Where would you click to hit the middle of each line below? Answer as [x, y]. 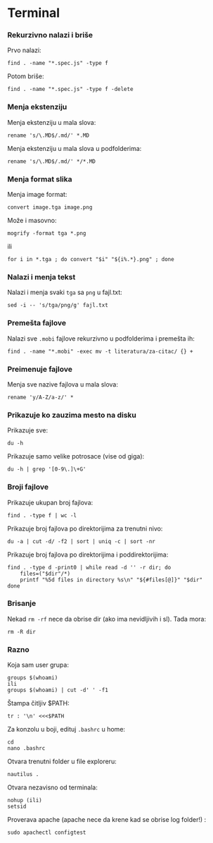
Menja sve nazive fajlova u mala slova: [63, 384]
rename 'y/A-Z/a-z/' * [40, 397]
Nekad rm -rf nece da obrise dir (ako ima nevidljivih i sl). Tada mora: [106, 619]
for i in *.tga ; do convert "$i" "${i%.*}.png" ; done [91, 260]
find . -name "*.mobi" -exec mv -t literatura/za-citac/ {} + [100, 351]
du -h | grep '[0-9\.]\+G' [47, 469]
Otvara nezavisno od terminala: [53, 787]
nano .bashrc [26, 748]
